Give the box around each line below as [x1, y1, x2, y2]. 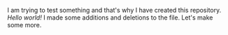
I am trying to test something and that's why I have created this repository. [7, 6, 222, 14]
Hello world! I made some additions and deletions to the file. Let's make [7, 13, 213, 22]
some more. [7, 21, 42, 29]
